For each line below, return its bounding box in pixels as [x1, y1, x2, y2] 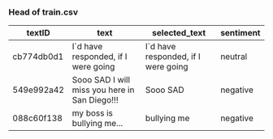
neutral [220, 51, 248, 62]
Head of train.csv [8, 6, 79, 18]
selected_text [151, 27, 206, 39]
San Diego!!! [71, 95, 119, 106]
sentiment [220, 27, 261, 39]
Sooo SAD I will [71, 74, 131, 86]
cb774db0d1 [12, 51, 64, 62]
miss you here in [71, 84, 135, 95]
